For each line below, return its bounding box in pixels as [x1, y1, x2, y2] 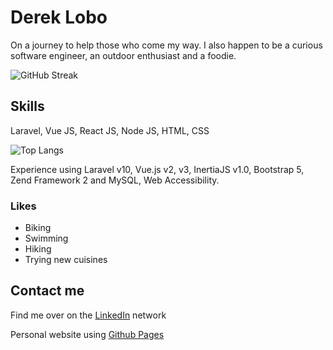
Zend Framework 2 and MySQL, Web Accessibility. [10, 174, 220, 186]
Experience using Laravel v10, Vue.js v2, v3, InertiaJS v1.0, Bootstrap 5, [10, 163, 305, 175]
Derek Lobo [10, 6, 108, 29]
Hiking [24, 243, 52, 255]
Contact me [10, 282, 85, 300]
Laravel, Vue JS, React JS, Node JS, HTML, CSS [10, 124, 210, 136]
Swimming [24, 232, 69, 245]
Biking [24, 222, 52, 234]
